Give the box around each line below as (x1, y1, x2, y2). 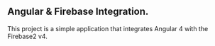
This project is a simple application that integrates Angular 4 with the (7, 24, 209, 33)
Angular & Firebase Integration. (7, 6, 149, 18)
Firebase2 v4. (7, 32, 48, 40)
